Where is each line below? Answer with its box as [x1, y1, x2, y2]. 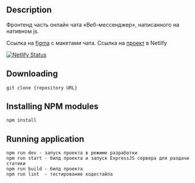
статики [6, 161, 26, 167]
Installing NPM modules [6, 102, 99, 112]
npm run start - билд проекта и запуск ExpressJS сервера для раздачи [6, 155, 190, 162]
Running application [6, 134, 85, 144]
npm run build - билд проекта [6, 166, 83, 172]
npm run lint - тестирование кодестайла [6, 171, 113, 178]
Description [6, 5, 52, 15]
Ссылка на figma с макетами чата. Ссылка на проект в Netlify [6, 39, 168, 46]
